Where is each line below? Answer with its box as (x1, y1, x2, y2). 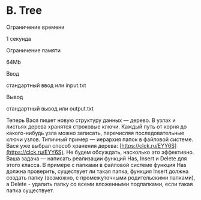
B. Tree (6, 4, 42, 17)
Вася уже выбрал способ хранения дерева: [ (6, 142, 122, 149)
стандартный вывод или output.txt (6, 105, 94, 112)
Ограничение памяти (6, 46, 61, 54)
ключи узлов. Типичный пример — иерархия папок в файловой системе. (6, 136, 194, 143)
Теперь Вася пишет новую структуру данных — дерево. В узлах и (6, 117, 176, 124)
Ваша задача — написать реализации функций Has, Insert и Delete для (6, 154, 187, 162)
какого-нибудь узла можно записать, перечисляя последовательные (6, 129, 185, 136)
